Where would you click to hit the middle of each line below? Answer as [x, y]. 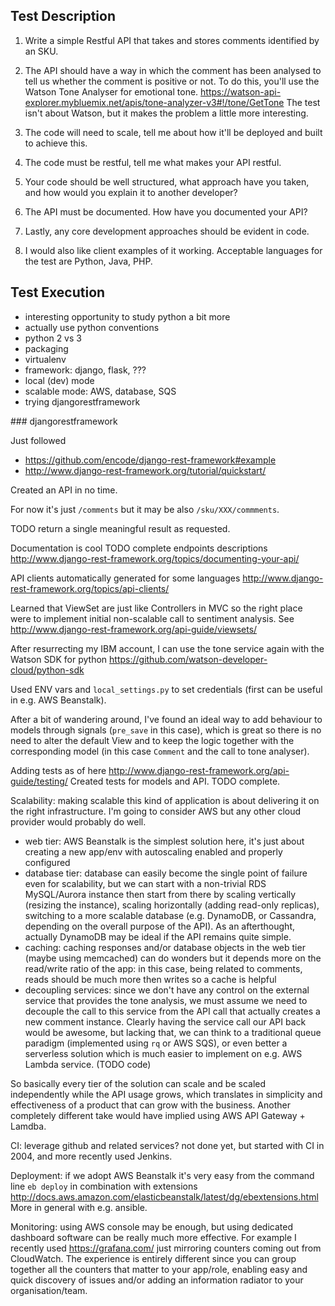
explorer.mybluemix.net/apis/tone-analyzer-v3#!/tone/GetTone [154, 102]
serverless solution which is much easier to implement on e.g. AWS [163, 1053]
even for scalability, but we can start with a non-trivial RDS [145, 883]
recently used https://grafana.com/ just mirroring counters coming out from [166, 1248]
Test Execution [58, 292]
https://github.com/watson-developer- [188, 659]
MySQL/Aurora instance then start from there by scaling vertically [160, 894]
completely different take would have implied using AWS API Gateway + [158, 1115]
